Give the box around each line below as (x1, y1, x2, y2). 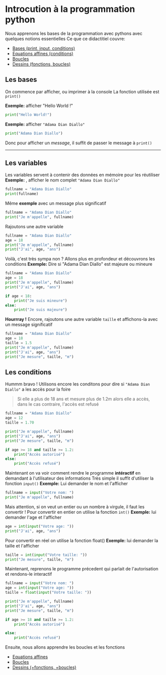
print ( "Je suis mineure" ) (14, 298, 68, 303)
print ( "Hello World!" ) (5, 112, 52, 117)
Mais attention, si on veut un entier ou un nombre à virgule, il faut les (5, 503, 145, 509)
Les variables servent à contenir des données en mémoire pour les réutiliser (5, 172, 160, 178)
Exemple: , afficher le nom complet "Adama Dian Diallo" (5, 177, 120, 183)
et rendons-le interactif (5, 571, 52, 577)
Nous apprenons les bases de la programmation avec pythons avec (5, 30, 142, 36)
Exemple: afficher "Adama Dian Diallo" (5, 121, 85, 127)
